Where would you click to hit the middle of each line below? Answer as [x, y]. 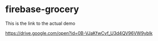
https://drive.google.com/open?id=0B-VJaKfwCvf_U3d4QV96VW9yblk [79, 33]
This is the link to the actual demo [40, 23]
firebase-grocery [42, 9]
